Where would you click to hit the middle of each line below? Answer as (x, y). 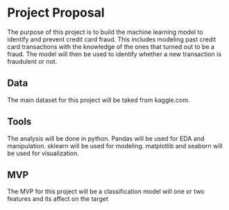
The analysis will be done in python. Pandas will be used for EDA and (106, 138)
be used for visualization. (43, 153)
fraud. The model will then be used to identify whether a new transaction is (114, 54)
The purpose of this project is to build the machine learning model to (105, 32)
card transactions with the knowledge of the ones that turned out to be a (111, 46)
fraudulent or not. (32, 61)
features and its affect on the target (58, 199)
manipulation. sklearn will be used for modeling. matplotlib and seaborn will (115, 146)
